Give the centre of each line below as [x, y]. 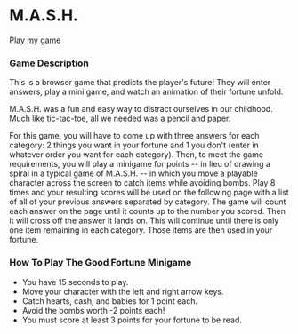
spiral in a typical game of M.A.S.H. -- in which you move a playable [133, 173]
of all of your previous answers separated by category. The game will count [148, 202]
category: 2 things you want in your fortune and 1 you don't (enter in [134, 145]
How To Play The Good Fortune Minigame [101, 263]
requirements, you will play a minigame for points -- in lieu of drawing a [140, 164]
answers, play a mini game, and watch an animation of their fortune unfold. [146, 92]
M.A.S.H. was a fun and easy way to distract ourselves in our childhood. [141, 109]
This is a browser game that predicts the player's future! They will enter [140, 83]
